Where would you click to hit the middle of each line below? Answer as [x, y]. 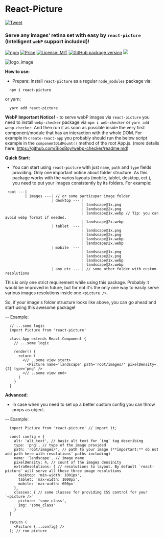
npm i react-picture [30, 90]
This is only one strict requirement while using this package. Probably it [77, 282]
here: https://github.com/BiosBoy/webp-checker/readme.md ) [67, 148]
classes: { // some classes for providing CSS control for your [81, 492]
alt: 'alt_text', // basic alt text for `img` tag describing [79, 441]
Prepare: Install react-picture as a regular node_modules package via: [82, 81]
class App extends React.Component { [48, 339]
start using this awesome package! [40, 307]
